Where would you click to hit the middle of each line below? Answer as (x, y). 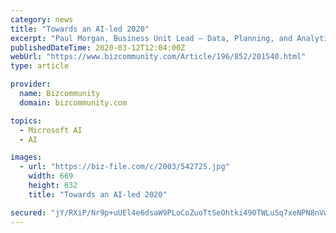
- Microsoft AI (51, 130)
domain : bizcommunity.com (73, 102)
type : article (40, 66)
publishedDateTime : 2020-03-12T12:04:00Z (98, 47)
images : (26, 157)
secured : (28, 212)
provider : (31, 84)
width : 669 (51, 176)
